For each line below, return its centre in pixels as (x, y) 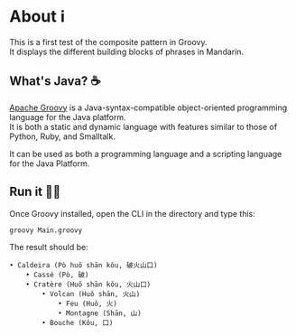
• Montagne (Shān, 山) (99, 313)
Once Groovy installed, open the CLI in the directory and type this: (132, 213)
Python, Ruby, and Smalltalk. (62, 136)
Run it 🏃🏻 (35, 192)
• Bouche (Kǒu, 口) (78, 323)
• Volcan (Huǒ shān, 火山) (91, 294)
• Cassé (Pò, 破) (57, 275)
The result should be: (49, 247)
